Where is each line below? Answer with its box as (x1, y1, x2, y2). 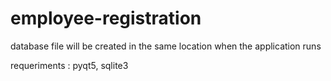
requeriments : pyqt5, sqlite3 (10, 59, 129, 71)
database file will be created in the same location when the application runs (10, 40, 322, 52)
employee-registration (10, 7, 202, 30)
